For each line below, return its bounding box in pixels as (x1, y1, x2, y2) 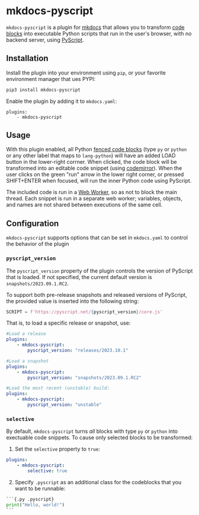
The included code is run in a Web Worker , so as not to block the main (6, 189, 178, 196)
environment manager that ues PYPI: (6, 75, 96, 82)
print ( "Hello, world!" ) (6, 501, 65, 508)
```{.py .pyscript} (6, 496, 54, 502)
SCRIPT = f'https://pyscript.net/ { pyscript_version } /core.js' (6, 309, 163, 315)
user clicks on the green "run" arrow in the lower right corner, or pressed (6, 171, 184, 178)
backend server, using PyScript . (6, 36, 84, 43)
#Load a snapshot (6, 358, 49, 364)
